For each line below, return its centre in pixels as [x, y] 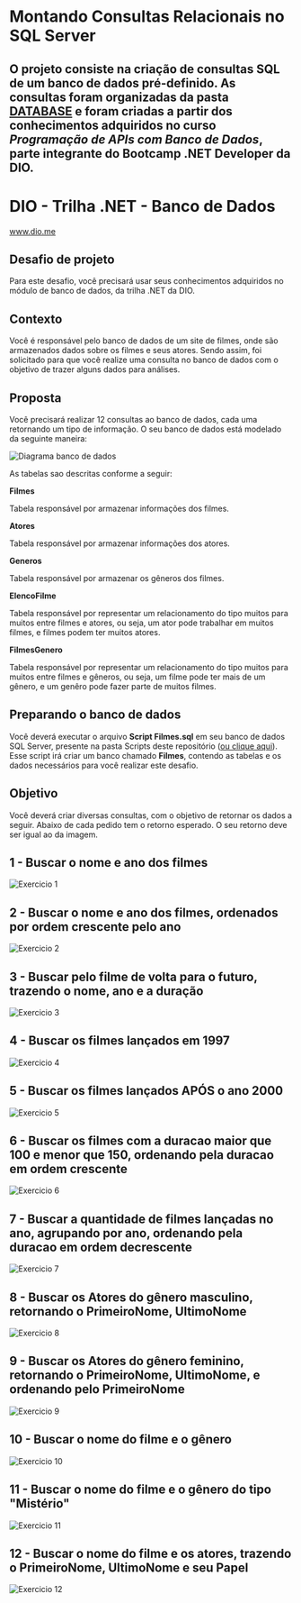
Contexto [36, 319]
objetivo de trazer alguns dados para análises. [95, 369]
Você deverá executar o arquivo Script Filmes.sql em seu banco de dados [147, 736]
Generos [26, 560]
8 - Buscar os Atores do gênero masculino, [131, 1297]
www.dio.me [33, 231]
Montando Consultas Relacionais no [147, 17]
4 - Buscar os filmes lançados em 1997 [120, 1041]
